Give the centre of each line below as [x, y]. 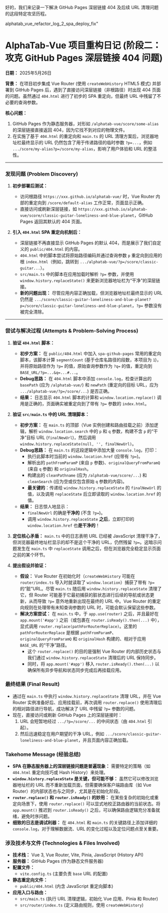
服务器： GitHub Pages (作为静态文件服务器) [58, 861]
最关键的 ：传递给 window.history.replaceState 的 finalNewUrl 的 [94, 488]
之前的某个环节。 [30, 555]
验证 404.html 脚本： [33, 343]
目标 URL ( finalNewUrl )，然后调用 [61, 437]
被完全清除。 [33, 312]
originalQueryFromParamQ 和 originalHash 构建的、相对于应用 [83, 639]
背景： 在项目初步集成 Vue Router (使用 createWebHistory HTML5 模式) [78, 83]
